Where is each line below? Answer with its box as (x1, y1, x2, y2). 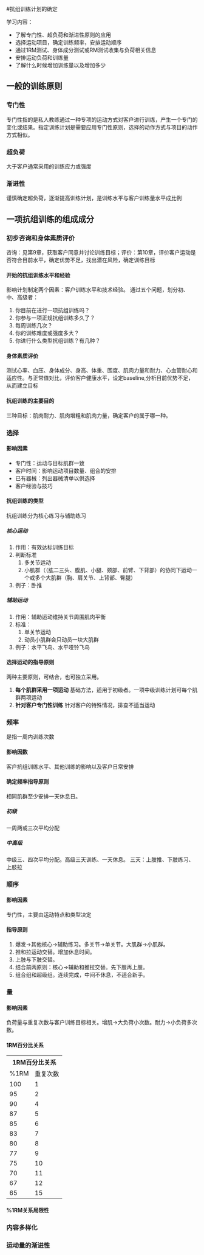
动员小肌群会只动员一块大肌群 (24, 635, 99, 643)
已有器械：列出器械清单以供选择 (15, 474, 95, 482)
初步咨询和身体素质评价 (6, 234, 75, 242)
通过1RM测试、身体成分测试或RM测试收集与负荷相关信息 (15, 46, 157, 54)
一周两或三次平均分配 (6, 824, 59, 831)
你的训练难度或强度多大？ (15, 329, 80, 337)
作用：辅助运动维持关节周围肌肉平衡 (15, 613, 106, 620)
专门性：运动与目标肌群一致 (15, 459, 85, 467)
